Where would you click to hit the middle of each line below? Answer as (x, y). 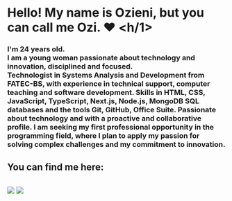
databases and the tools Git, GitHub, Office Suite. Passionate (112, 110)
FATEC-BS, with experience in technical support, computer (109, 84)
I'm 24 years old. (36, 49)
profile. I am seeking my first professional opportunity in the (110, 128)
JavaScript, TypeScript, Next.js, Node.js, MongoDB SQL (103, 101)
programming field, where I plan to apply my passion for (103, 136)
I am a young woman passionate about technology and (101, 58)
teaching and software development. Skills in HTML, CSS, (106, 93)
